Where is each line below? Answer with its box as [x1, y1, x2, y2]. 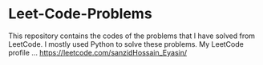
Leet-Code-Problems [8, 5, 152, 23]
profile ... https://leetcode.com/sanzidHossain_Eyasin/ [8, 48, 187, 57]
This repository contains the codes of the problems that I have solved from [8, 31, 255, 40]
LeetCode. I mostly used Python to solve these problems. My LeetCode [8, 39, 245, 48]
